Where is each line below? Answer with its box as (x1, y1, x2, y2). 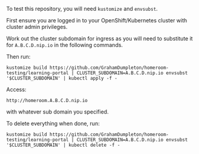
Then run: (6, 53, 31, 60)
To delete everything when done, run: (6, 120, 100, 127)
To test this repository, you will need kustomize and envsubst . (6, 5, 158, 12)
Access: (6, 86, 27, 93)
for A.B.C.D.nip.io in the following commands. (6, 42, 123, 48)
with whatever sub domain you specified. (6, 108, 109, 115)
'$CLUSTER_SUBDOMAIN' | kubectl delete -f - (6, 142, 120, 148)
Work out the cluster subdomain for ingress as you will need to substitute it (6, 35, 193, 42)
